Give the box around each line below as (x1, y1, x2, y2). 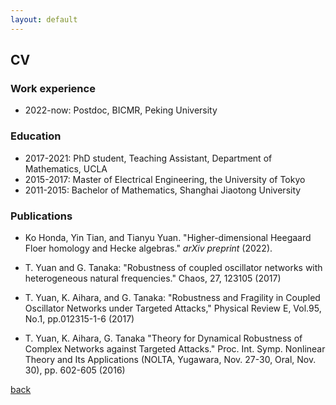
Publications (10, 209, 73, 223)
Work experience (10, 81, 96, 95)
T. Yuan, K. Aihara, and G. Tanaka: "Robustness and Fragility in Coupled (24, 291, 321, 303)
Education (10, 129, 62, 143)
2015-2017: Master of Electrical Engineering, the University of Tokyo (24, 173, 306, 185)
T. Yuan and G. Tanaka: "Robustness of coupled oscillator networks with (24, 261, 323, 273)
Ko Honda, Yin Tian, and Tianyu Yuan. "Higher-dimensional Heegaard (24, 231, 312, 243)
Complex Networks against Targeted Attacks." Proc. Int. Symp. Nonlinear (24, 342, 326, 355)
